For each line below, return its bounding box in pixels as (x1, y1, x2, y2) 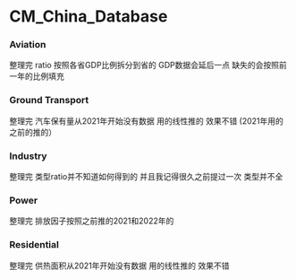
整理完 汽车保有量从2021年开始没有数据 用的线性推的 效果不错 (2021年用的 (9, 115, 284, 126)
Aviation (9, 39, 47, 51)
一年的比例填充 (9, 71, 64, 82)
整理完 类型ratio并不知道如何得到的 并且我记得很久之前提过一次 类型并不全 (9, 171, 283, 182)
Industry (9, 150, 47, 162)
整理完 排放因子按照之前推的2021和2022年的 (9, 215, 174, 226)
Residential (9, 239, 60, 251)
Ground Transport (9, 94, 89, 107)
